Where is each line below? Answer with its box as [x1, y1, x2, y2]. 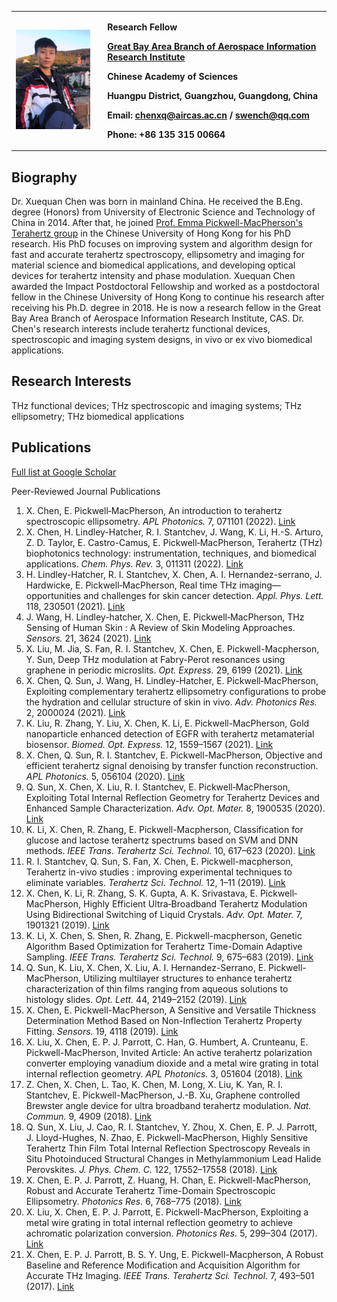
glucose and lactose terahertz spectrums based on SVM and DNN [25, 834, 299, 846]
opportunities [25, 589, 82, 601]
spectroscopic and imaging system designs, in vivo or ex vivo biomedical [11, 334, 313, 346]
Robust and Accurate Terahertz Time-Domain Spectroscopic [25, 1184, 276, 1196]
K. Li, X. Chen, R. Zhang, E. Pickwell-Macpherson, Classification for [25, 823, 304, 835]
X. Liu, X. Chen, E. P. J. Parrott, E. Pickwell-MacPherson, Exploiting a [25, 1206, 309, 1218]
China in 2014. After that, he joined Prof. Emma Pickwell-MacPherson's [11, 217, 304, 229]
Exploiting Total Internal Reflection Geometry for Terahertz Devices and [25, 791, 320, 803]
